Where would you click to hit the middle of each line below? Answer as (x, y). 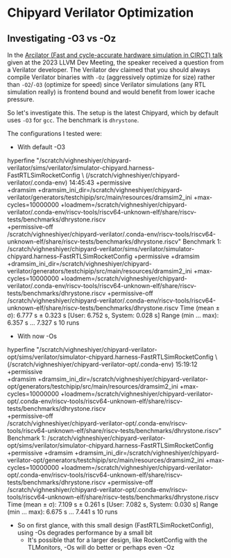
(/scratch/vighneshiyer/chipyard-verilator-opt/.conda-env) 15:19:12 (102, 364)
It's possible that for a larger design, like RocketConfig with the (118, 540)
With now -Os (37, 336)
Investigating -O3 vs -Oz (62, 39)
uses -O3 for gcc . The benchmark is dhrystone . (73, 120)
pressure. (21, 99)
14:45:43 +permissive (100, 183)
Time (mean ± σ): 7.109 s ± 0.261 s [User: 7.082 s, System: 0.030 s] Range (113, 504)
